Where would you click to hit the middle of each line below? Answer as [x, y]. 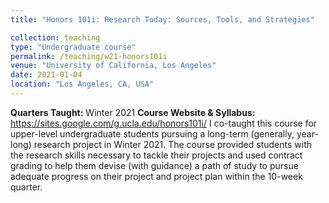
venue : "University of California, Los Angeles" [113, 66]
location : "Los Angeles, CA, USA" [82, 84]
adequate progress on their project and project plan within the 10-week [156, 176]
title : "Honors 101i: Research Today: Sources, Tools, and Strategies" [162, 19]
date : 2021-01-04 [46, 75]
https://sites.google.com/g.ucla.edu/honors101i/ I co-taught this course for [164, 123]
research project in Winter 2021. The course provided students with [173, 144]
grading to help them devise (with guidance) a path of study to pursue [154, 165]
